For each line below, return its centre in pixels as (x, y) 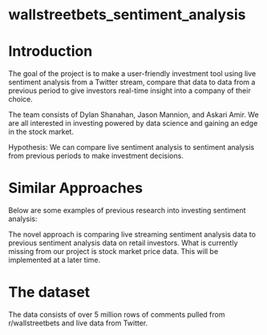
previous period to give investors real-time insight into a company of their (129, 91)
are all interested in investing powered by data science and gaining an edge (133, 123)
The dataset (49, 292)
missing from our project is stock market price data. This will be (113, 252)
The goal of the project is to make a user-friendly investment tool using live (132, 74)
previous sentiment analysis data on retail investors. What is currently (123, 243)
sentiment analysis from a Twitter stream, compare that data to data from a (132, 83)
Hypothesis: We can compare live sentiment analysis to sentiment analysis (131, 147)
